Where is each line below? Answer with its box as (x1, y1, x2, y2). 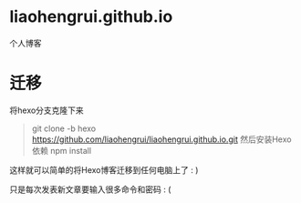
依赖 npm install (31, 145, 92, 156)
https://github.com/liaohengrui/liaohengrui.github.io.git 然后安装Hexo (31, 134, 292, 145)
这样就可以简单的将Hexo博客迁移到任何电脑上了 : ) (9, 164, 199, 175)
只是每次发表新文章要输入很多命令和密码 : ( (9, 184, 171, 195)
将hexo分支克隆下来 (9, 105, 84, 116)
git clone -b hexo (31, 123, 97, 134)
